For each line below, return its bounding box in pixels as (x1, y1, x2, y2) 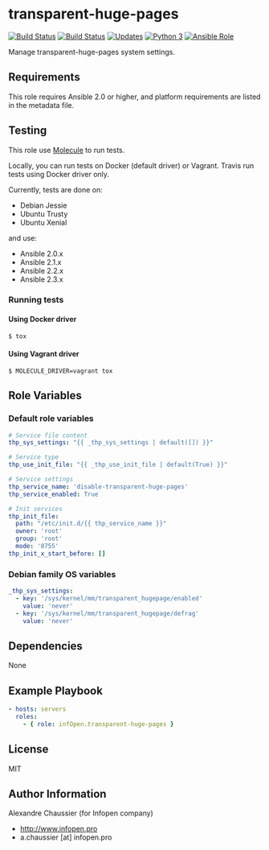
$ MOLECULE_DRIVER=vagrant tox (8, 367, 113, 375)
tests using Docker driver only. (8, 169, 110, 179)
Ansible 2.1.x (19, 257, 62, 266)
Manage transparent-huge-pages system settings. (8, 47, 175, 56)
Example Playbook (8, 683, 103, 697)
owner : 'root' (15, 527, 63, 535)
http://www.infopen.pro (19, 824, 98, 834)
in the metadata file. (8, 100, 75, 109)
